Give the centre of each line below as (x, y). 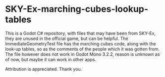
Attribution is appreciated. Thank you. (44, 69)
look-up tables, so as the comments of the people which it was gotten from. (82, 49)
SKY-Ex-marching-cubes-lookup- (77, 9)
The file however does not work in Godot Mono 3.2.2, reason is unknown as (82, 54)
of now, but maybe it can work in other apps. (51, 59)
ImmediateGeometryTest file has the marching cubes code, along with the (81, 43)
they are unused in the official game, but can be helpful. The (67, 38)
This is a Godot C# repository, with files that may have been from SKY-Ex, (81, 33)
